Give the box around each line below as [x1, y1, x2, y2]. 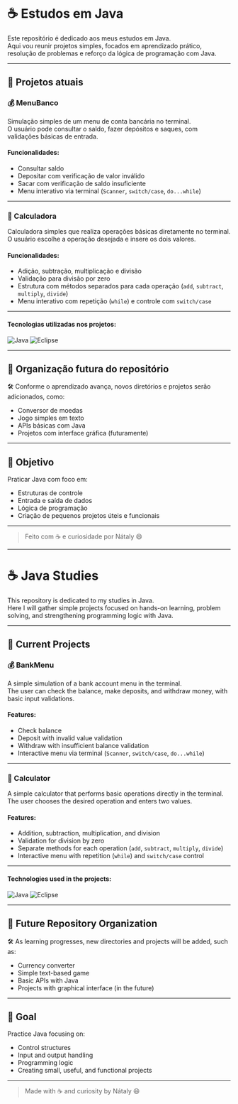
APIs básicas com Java [17, 421, 86, 430]
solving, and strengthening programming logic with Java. [7, 612, 174, 620]
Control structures [17, 1044, 71, 1052]
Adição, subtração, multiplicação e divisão [17, 267, 142, 276]
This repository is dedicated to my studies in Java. [7, 596, 154, 605]
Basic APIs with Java [17, 976, 79, 985]
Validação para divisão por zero [17, 274, 110, 283]
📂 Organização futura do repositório [7, 363, 169, 375]
